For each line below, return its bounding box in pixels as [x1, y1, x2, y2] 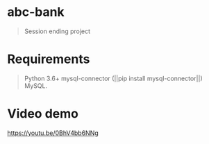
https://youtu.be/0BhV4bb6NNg [7, 129, 99, 137]
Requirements [7, 51, 90, 67]
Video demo [7, 106, 78, 122]
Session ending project [24, 27, 91, 35]
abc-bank [7, 4, 65, 20]
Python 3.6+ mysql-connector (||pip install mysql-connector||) [24, 74, 203, 82]
